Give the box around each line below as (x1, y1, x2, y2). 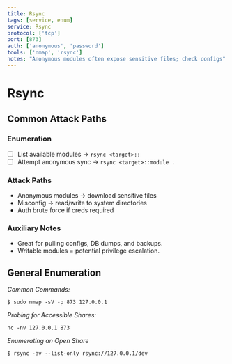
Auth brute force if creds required (17, 206, 114, 214)
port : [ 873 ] (7, 36, 42, 43)
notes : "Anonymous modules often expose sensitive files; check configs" (7, 56, 226, 63)
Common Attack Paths (7, 113, 107, 125)
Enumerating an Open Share (7, 337, 89, 345)
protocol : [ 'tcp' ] (7, 29, 61, 37)
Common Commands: (7, 285, 70, 294)
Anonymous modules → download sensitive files (17, 191, 157, 200)
